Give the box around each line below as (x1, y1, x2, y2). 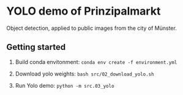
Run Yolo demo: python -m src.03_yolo (15, 82, 114, 89)
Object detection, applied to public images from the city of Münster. (6, 24, 177, 32)
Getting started (6, 42, 66, 52)
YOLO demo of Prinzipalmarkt (6, 4, 161, 18)
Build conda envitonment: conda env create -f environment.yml (15, 58, 177, 65)
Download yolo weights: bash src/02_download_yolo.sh (15, 70, 154, 77)
